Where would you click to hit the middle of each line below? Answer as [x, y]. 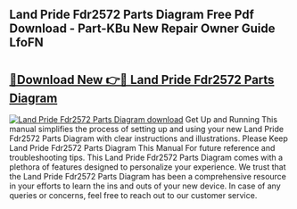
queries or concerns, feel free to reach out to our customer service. [133, 195]
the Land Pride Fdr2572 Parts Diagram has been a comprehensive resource [148, 176]
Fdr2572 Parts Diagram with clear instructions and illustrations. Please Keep [148, 138]
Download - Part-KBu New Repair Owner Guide [142, 29]
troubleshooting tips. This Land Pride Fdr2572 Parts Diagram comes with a [146, 157]
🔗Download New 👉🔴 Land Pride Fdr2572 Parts [142, 79]
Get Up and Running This [231, 119]
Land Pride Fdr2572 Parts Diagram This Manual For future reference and [142, 148]
